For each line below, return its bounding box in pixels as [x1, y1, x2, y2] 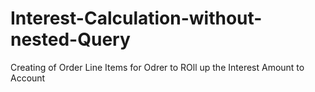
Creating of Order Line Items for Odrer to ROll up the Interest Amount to [10, 61, 305, 73]
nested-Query [10, 28, 131, 51]
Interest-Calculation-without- [10, 7, 263, 30]
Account [10, 72, 46, 84]
